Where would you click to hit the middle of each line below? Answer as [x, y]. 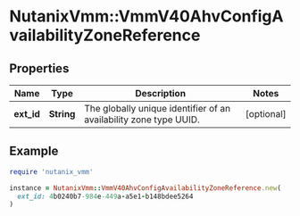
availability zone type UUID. [142, 120]
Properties [39, 68]
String [62, 114]
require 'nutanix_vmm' [51, 171]
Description [160, 93]
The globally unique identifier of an [157, 108]
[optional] [266, 114]
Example [34, 151]
